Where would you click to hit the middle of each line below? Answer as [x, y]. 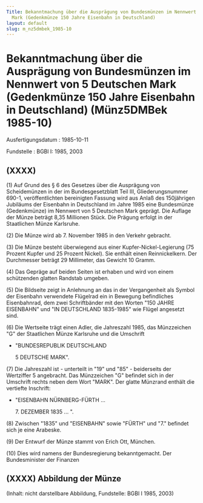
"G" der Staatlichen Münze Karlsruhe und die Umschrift [75, 334]
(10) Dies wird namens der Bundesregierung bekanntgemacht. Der [89, 453]
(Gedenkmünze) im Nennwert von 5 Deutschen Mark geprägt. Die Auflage [99, 211]
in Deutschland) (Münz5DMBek [87, 110]
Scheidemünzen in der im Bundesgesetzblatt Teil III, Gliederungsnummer [97, 192]
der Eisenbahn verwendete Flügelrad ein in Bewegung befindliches [90, 296]
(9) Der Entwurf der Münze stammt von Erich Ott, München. [81, 442]
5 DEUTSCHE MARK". [42, 357]
